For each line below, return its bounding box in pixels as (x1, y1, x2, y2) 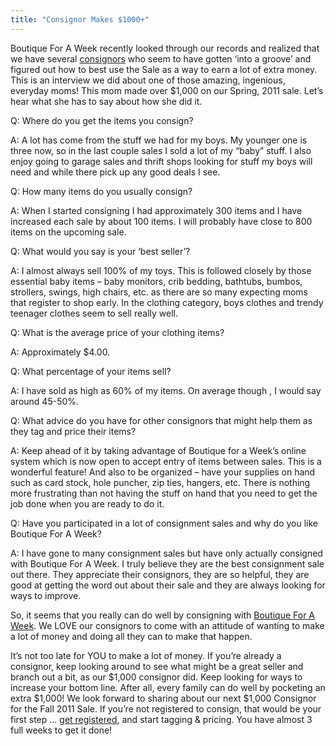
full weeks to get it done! (10, 724, 113, 736)
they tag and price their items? (10, 425, 137, 437)
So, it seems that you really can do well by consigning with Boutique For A (10, 609, 316, 621)
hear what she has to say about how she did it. (10, 95, 203, 107)
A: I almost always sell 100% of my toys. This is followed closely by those (10, 264, 312, 276)
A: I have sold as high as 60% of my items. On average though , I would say (10, 384, 322, 396)
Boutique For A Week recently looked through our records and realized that (10, 42, 320, 54)
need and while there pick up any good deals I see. (10, 166, 221, 178)
